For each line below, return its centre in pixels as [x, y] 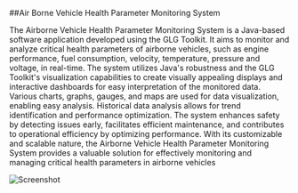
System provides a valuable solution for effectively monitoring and [130, 153]
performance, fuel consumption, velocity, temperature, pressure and [135, 58]
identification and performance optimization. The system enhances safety [145, 115]
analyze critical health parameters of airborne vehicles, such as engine [139, 49]
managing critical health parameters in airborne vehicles [113, 162]
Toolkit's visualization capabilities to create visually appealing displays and [146, 77]
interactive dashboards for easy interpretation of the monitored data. [135, 87]
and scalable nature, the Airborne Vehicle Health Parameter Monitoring [139, 143]
